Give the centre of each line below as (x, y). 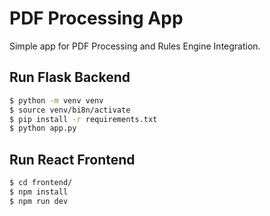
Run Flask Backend (70, 77)
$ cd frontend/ (41, 183)
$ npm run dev (39, 201)
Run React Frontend (72, 159)
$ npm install (39, 192)
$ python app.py (43, 128)
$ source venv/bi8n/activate (70, 110)
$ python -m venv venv (56, 100)
